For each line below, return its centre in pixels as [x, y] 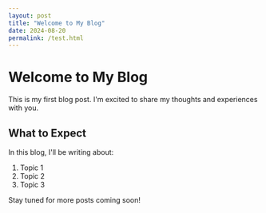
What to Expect [47, 133]
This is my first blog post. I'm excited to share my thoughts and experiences [133, 100]
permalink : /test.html [46, 38]
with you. [23, 108]
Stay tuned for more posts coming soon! [75, 200]
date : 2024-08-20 [37, 30]
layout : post [30, 16]
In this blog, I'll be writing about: [61, 152]
